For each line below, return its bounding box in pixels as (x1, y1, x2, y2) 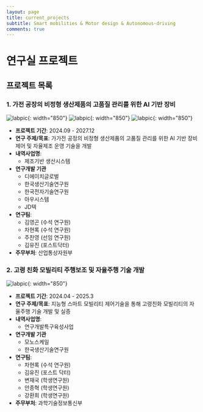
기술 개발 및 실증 (31, 308, 71, 315)
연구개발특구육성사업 (24, 323, 74, 330)
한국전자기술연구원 (24, 188, 69, 195)
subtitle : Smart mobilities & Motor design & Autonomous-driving (6, 20, 176, 26)
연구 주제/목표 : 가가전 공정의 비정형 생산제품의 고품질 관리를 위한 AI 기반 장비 (15, 135, 198, 142)
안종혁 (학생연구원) (24, 384, 69, 391)
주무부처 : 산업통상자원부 (15, 249, 73, 256)
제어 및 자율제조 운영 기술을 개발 (15, 142, 92, 150)
